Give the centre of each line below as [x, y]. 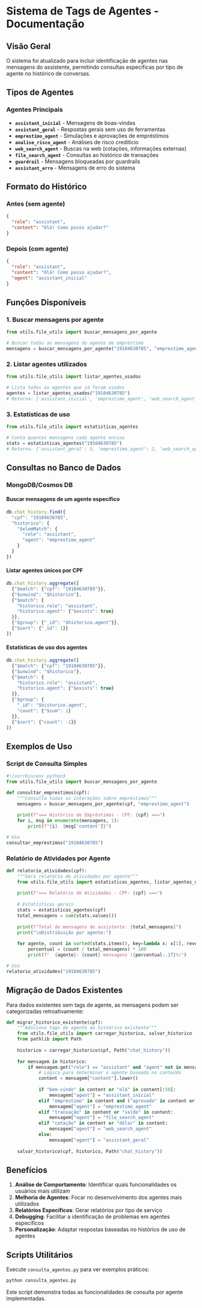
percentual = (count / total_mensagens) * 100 [87, 949]
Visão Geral [29, 46]
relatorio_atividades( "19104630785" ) [54, 971]
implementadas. [26, 1298]
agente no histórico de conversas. [48, 73]
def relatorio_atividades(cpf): [47, 870]
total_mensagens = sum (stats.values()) [67, 916]
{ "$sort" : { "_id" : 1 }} [40, 628]
